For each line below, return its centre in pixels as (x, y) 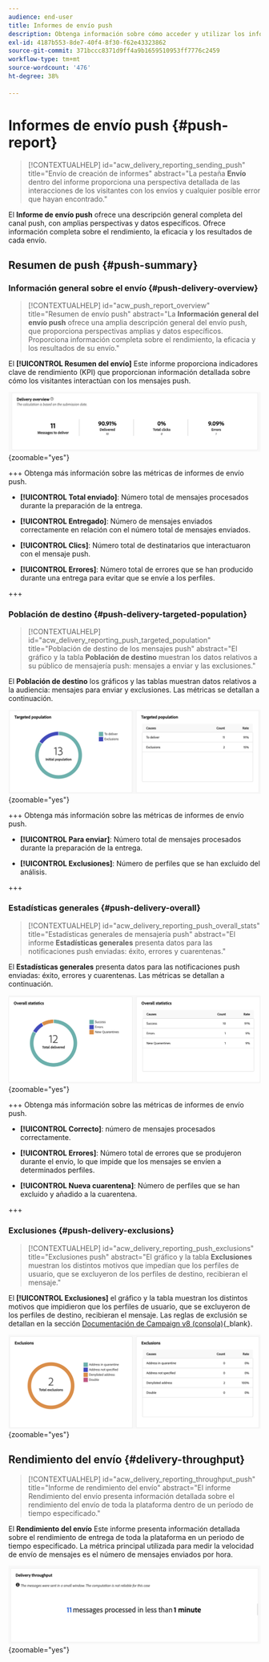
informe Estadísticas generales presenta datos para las (120, 943)
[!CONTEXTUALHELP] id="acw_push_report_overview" (119, 306)
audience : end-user (41, 17)
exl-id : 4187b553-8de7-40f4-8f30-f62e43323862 (87, 43)
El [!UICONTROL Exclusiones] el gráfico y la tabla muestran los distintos (128, 1297)
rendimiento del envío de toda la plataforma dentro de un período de (141, 1505)
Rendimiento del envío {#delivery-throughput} (127, 1460)
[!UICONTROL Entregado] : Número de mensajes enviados (116, 521)
